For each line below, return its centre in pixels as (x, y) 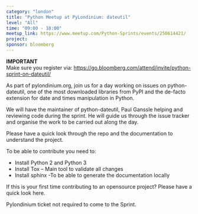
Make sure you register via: (39, 67)
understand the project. (35, 140)
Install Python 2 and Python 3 (51, 163)
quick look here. (26, 193)
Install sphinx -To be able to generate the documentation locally (92, 175)
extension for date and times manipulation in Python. (70, 98)
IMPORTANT (22, 61)
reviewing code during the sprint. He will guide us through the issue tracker (98, 115)
